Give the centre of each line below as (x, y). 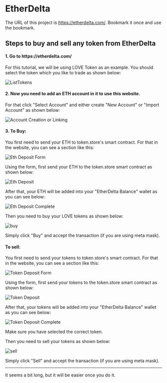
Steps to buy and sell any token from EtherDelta (81, 44)
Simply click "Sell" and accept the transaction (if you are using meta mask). (83, 361)
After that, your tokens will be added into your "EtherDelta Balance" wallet (81, 307)
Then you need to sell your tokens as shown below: (58, 342)
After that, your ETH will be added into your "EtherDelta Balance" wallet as (81, 191)
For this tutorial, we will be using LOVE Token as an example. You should (79, 67)
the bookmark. (20, 27)
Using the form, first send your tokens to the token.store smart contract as (81, 283)
